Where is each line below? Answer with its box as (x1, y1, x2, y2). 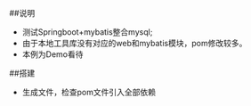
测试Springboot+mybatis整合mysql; (21, 27, 153, 37)
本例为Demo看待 (21, 49, 84, 60)
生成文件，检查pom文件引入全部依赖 (21, 87, 157, 97)
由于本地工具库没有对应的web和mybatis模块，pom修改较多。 (21, 38, 247, 48)
